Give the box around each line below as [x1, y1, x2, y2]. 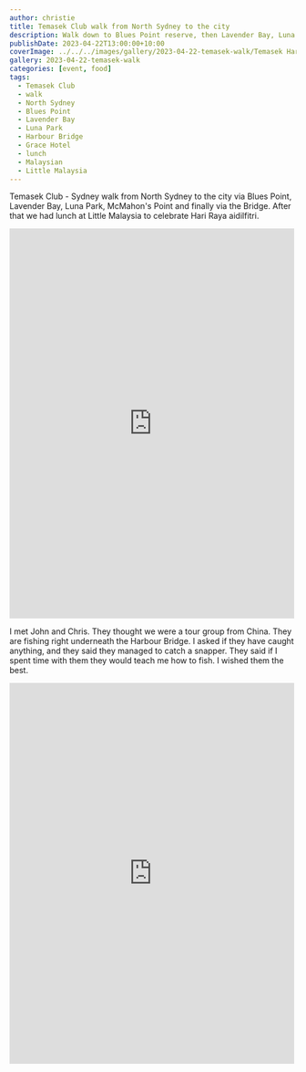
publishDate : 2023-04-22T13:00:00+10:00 [9, 38, 166, 48]
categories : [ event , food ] [9, 65, 112, 74]
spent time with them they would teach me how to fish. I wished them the [9, 655, 284, 666]
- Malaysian [17, 157, 64, 167]
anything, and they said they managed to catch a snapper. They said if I [9, 645, 278, 657]
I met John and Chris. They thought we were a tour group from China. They [9, 626, 292, 637]
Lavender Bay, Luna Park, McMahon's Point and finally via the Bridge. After [9, 201, 291, 212]
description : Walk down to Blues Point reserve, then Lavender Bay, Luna [9, 30, 296, 39]
